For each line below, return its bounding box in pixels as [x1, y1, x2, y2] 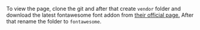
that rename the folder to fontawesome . [6, 18, 102, 25]
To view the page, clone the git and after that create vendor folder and [6, 5, 181, 12]
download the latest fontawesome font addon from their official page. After [6, 11, 194, 19]
